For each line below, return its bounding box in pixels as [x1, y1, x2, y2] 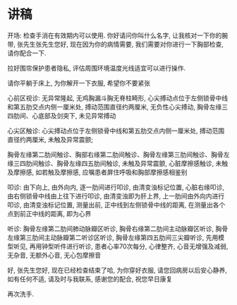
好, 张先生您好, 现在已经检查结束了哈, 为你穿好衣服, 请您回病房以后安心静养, [7, 265, 227, 274]
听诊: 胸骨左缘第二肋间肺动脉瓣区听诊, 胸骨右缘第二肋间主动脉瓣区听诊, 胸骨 [7, 224, 228, 233]
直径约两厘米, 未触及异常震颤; [7, 135, 94, 143]
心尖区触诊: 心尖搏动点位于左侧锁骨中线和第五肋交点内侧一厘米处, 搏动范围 [7, 126, 224, 135]
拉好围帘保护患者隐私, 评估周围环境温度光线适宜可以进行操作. [7, 64, 186, 72]
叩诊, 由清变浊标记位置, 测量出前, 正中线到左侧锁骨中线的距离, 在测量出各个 [7, 201, 226, 209]
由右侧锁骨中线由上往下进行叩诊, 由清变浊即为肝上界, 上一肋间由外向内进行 [7, 191, 224, 200]
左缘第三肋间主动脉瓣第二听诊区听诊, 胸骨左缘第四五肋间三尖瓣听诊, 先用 [7, 233, 219, 241]
